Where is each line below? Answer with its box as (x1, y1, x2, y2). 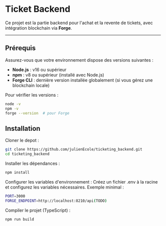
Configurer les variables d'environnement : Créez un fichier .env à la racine (5, 179, 158, 185)
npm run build (5, 217, 35, 222)
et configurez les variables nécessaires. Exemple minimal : (5, 184, 124, 190)
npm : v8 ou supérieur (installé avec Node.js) (12, 72, 105, 77)
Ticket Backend (5, 3, 71, 15)
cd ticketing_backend (5, 151, 50, 156)
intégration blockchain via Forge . (5, 25, 73, 31)
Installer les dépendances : (5, 160, 60, 166)
